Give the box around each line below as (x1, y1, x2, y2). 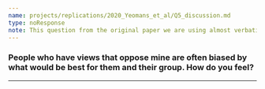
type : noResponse (8, 19, 65, 27)
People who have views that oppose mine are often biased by (8, 52, 248, 63)
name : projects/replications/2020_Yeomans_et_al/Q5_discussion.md (8, 11, 231, 20)
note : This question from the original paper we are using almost (8, 26, 231, 34)
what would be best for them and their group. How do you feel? (8, 62, 255, 73)
